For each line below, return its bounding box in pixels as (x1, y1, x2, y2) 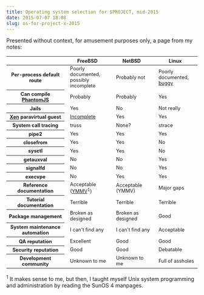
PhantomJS (21, 97, 50, 104)
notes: (6, 43, 22, 51)
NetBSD (122, 57, 141, 64)
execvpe (25, 173, 46, 180)
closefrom (23, 140, 47, 146)
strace (158, 122, 173, 129)
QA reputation (18, 238, 52, 244)
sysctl (28, 147, 43, 154)
